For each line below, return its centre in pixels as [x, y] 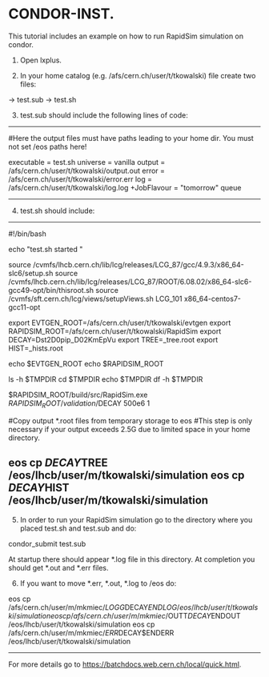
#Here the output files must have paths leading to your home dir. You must [131, 138]
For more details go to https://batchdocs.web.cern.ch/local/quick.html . [125, 664]
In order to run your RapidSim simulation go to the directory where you [136, 519]
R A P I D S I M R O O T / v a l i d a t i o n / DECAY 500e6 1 [79, 404]
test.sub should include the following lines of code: [104, 115]
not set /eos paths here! [48, 146]
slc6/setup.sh [31, 273]
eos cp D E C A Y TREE [58, 463]
